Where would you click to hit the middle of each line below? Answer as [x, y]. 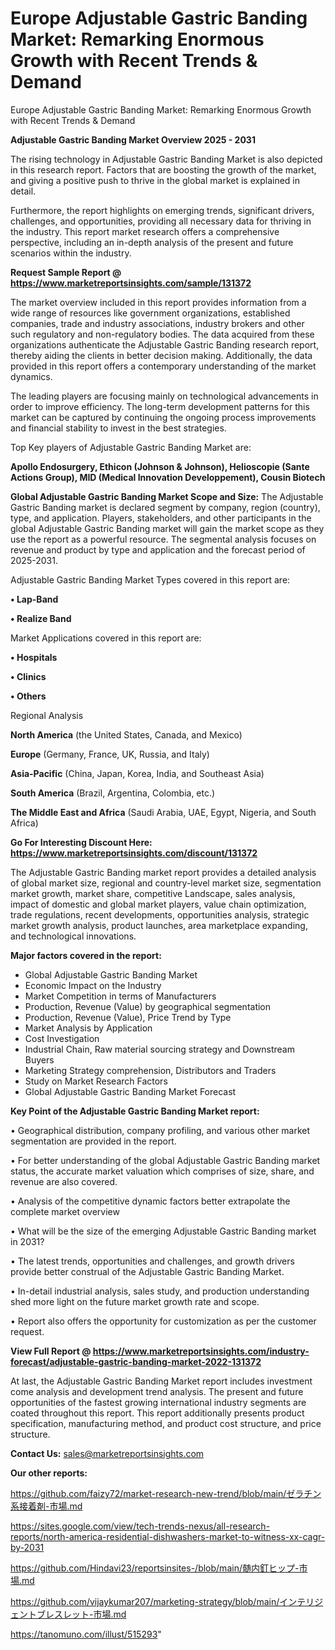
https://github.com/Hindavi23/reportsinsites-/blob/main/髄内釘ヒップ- [155, 1568]
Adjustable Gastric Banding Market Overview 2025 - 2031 [133, 139]
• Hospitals [34, 657]
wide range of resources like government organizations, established [150, 313]
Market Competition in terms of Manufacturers [120, 996]
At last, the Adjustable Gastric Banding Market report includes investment [161, 1381]
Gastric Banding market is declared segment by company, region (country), [165, 507]
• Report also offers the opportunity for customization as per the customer [163, 1321]
